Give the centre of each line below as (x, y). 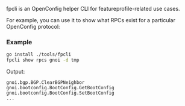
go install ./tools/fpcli (39, 54)
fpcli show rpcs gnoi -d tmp (43, 60)
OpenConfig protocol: (33, 27)
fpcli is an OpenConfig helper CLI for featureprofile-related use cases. (93, 9)
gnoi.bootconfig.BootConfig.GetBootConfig (60, 88)
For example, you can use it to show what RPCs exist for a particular (91, 20)
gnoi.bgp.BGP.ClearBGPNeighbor (45, 83)
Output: (16, 72)
